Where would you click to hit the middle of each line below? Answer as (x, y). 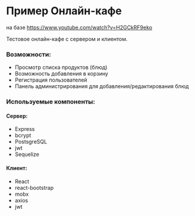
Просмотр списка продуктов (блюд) (61, 67)
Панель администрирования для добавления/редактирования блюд (102, 86)
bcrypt (23, 136)
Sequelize (27, 154)
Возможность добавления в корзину (62, 74)
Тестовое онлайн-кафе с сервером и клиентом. (67, 39)
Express (25, 129)
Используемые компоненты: (51, 102)
